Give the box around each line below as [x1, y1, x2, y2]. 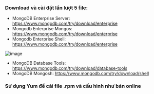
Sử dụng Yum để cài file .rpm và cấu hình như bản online [5, 83, 141, 90]
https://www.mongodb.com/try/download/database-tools [12, 65, 128, 71]
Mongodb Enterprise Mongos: [12, 26, 73, 32]
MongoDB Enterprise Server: [12, 16, 70, 21]
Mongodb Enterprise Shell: [12, 36, 66, 42]
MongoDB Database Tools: [12, 60, 66, 66]
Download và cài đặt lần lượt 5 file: [5, 4, 88, 11]
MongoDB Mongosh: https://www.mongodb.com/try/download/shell [12, 71, 149, 76]
